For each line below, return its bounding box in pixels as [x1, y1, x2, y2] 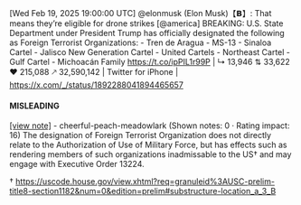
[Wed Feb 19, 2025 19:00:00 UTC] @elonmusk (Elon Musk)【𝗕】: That [9, 8, 272, 18]
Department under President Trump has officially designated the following [9, 28, 285, 38]
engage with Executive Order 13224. [9, 159, 145, 170]
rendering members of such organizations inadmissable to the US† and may [9, 149, 292, 160]
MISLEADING [9, 100, 61, 111]
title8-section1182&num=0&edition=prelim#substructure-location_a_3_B [9, 186, 277, 197]
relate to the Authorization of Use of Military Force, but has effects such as [9, 139, 287, 151]
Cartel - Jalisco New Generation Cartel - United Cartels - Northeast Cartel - [9, 47, 291, 57]
